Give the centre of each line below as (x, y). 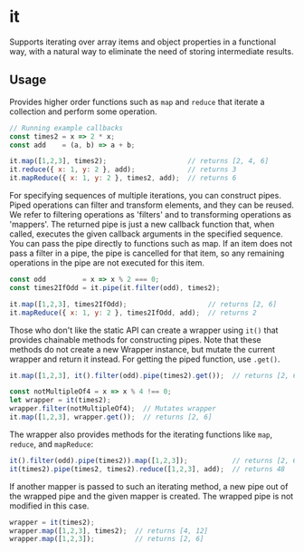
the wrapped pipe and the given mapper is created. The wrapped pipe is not (152, 496)
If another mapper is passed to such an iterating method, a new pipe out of (149, 486)
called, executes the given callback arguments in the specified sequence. (146, 234)
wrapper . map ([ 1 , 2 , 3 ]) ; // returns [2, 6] (107, 539)
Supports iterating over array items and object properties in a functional (143, 42)
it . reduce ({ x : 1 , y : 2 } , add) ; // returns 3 (123, 169)
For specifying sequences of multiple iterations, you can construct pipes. (146, 195)
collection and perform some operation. (83, 111)
